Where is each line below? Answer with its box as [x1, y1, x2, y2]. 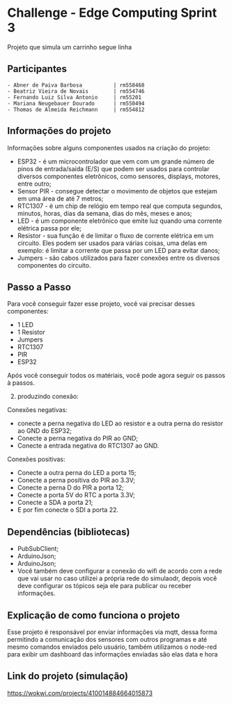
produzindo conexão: [17, 393, 79, 401]
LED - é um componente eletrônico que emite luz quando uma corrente [17, 217, 222, 225]
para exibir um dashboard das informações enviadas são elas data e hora [7, 650, 218, 658]
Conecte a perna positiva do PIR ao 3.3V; [17, 476, 136, 485]
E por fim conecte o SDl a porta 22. [17, 506, 119, 514]
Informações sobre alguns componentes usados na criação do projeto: [7, 143, 211, 152]
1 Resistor [17, 328, 45, 337]
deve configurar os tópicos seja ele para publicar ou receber [17, 582, 192, 590]
